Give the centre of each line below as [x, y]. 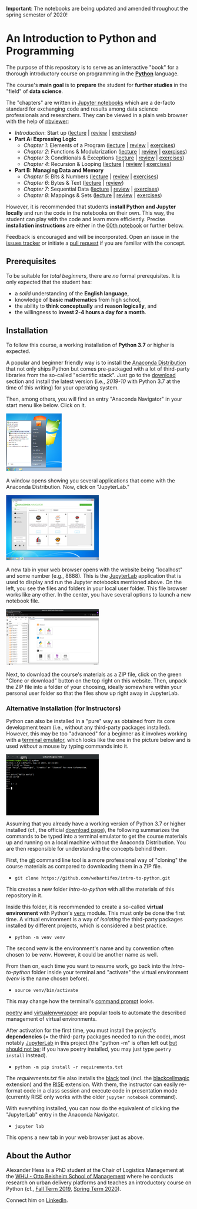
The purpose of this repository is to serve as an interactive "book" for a [93, 67]
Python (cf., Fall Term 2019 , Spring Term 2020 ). [64, 1188]
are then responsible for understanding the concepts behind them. [87, 849]
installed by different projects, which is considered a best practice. [87, 925]
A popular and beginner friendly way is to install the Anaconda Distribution [96, 362]
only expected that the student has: [49, 282]
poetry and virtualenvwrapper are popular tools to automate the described [96, 1013]
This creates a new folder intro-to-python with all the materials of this [90, 889]
